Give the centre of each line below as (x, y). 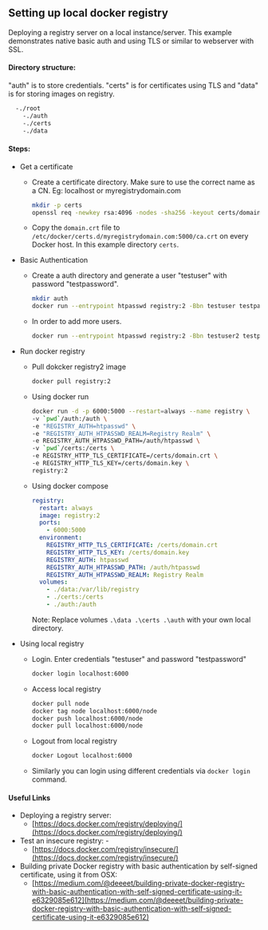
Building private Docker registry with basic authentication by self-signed (138, 866)
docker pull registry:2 (71, 382)
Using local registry (52, 643)
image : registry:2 (69, 515)
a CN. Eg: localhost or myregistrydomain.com (106, 190)
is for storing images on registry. (62, 94)
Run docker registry (52, 351)
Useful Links (30, 797)
